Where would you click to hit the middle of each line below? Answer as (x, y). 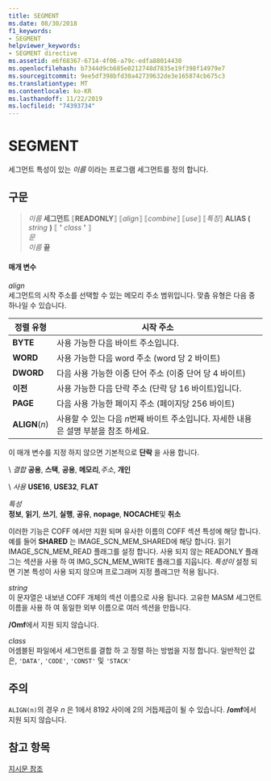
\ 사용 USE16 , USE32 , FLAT (54, 487)
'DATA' (30, 661)
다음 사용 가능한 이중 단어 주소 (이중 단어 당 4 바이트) (151, 374)
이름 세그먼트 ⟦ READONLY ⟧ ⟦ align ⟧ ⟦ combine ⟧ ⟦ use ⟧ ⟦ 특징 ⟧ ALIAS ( (139, 218)
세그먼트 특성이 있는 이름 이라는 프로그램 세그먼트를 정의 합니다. (108, 170)
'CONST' (83, 661)
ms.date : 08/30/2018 (43, 23)
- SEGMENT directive (43, 53)
